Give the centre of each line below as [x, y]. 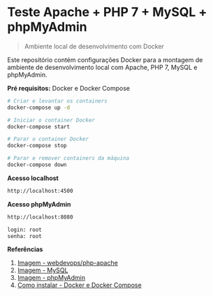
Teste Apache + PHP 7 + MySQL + [107, 12]
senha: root [24, 236]
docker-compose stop [37, 146]
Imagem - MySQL [43, 270]
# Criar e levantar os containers [58, 101]
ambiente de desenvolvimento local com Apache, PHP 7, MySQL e [102, 67]
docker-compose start [39, 126]
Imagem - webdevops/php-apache [68, 263]
